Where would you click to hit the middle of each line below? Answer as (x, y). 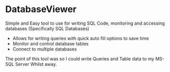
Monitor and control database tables (50, 43)
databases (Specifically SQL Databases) (47, 28)
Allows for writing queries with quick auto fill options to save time (81, 38)
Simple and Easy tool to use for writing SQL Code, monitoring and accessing (85, 23)
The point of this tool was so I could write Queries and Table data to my (80, 58)
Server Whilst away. (36, 64)
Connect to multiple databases (45, 49)
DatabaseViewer (41, 9)
